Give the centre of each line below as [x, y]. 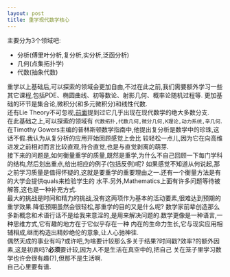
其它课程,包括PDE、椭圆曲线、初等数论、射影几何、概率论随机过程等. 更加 [112, 95]
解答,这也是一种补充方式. [42, 189]
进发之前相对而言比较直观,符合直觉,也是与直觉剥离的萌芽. [88, 146]
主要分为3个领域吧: [34, 40]
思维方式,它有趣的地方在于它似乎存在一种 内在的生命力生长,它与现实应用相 [118, 224]
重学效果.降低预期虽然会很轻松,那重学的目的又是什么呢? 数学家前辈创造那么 [114, 206]
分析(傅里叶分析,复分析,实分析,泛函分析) [73, 55]
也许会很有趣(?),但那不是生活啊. [58, 258]
